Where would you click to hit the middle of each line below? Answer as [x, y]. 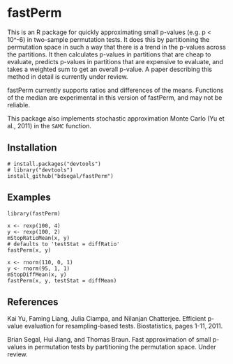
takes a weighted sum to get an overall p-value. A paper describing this [110, 69]
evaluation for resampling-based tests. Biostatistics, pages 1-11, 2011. [123, 326]
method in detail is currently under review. [68, 76]
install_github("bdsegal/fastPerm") [60, 176]
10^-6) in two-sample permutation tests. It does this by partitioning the [108, 39]
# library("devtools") [40, 170]
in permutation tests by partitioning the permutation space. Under [122, 347]
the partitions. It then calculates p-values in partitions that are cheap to [109, 54]
